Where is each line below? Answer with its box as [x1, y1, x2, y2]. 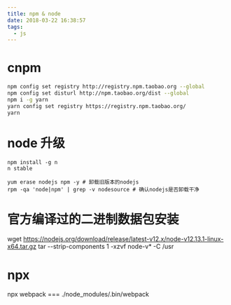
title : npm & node [7, 10, 61, 18]
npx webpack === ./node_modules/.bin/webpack [7, 290, 149, 299]
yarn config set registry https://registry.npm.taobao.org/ [7, 102, 187, 109]
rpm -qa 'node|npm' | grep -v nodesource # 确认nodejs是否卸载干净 [7, 186, 199, 193]
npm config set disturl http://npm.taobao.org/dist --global [7, 90, 190, 97]
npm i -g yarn [7, 96, 49, 103]
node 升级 [7, 135, 65, 151]
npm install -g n [7, 158, 58, 165]
